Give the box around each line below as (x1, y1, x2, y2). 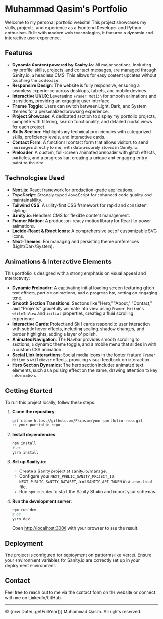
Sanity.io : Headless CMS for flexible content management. (12, 212, 130, 218)
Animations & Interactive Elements (5, 257, 112, 265)
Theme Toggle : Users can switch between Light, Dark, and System (12, 103, 147, 109)
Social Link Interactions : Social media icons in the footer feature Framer (12, 352, 156, 358)
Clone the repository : (12, 409, 56, 415)
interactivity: (5, 276, 30, 281)
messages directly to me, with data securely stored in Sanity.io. (12, 144, 139, 150)
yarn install (12, 450, 39, 455)
